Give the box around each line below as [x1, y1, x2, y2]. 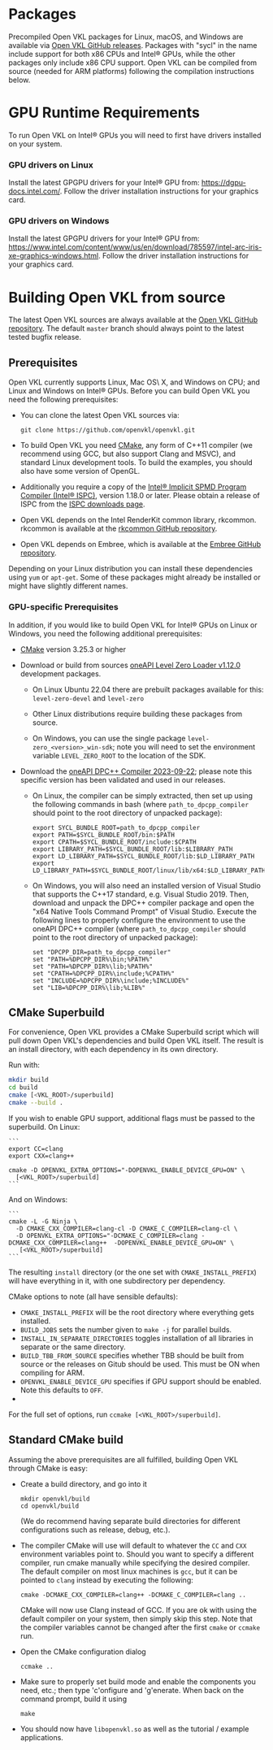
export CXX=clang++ [8, 1152, 75, 1160]
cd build [8, 1083, 38, 1092]
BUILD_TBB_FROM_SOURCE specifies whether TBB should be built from [19, 1350, 245, 1360]
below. [8, 75, 31, 85]
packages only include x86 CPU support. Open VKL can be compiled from [8, 58, 258, 67]
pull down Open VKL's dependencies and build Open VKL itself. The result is [8, 1036, 264, 1045]
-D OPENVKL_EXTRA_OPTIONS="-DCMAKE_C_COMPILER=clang [15, 1231, 198, 1240]
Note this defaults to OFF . [19, 1385, 104, 1395]
